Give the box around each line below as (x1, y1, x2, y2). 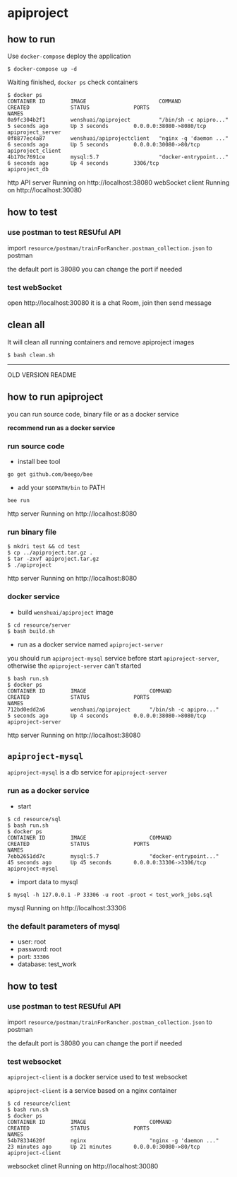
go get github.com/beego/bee (7, 470, 93, 478)
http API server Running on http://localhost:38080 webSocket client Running (7, 178, 230, 187)
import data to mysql (17, 877, 78, 886)
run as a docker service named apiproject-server (17, 640, 164, 649)
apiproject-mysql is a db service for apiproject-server (7, 768, 168, 777)
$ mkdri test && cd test (7, 543, 80, 550)
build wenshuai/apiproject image (17, 608, 114, 616)
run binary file (7, 527, 57, 537)
